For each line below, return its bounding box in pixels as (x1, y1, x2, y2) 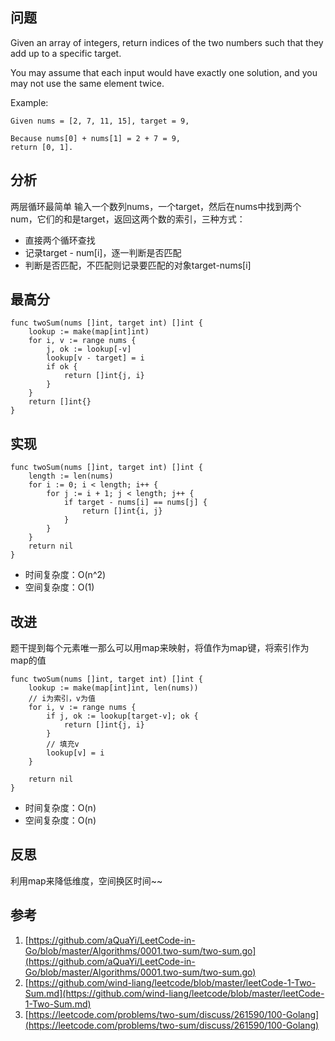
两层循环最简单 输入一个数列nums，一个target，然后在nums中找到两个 (10, 200, 302, 212)
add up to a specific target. (10, 47, 122, 59)
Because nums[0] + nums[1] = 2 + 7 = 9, (10, 133, 182, 143)
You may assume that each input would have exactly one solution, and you (10, 66, 318, 78)
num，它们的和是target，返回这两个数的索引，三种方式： (10, 213, 246, 225)
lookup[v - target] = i (46, 353, 145, 363)
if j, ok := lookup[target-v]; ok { (46, 711, 199, 722)
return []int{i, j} (81, 506, 163, 517)
